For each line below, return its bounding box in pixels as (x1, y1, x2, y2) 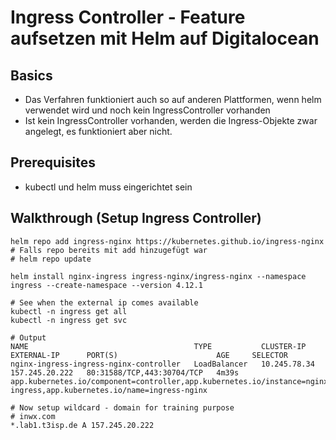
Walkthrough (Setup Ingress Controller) (10, 210, 262, 227)
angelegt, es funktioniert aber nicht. (24, 126, 173, 137)
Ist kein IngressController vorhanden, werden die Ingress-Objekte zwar (24, 115, 318, 126)
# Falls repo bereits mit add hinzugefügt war (10, 245, 208, 255)
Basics (10, 67, 53, 84)
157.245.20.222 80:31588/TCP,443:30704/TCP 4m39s (10, 367, 240, 378)
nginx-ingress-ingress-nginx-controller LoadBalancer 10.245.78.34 (10, 359, 315, 369)
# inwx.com (10, 411, 56, 421)
